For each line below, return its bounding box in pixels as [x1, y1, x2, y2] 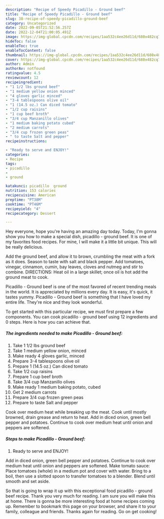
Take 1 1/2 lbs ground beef [12, 343, 66, 349]
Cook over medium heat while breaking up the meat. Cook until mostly [5, 409, 146, 415]
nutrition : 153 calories [5, 188, 56, 193]
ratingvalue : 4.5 [5, 71, 41, 76]
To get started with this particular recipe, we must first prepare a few [5, 309, 144, 315]
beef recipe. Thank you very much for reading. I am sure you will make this [5, 493, 156, 499]
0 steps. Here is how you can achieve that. [5, 319, 91, 325]
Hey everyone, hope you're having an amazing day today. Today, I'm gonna [5, 228, 157, 234]
